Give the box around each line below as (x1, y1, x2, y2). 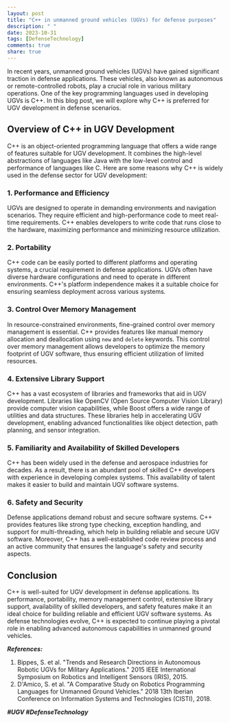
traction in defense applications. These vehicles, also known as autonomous (7, 74, 223, 82)
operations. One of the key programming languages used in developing (7, 89, 209, 97)
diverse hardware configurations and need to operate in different (7, 273, 191, 282)
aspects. (7, 550, 32, 558)
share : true (7, 49, 41, 56)
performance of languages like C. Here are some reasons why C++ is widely (7, 163, 223, 172)
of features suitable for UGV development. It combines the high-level (7, 149, 203, 157)
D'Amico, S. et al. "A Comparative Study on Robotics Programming (16, 680, 205, 689)
